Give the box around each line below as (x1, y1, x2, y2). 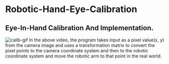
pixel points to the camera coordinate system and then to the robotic (5, 48, 149, 53)
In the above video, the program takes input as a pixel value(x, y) (28, 37, 164, 43)
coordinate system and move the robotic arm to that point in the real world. (5, 53, 162, 59)
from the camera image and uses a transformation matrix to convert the (5, 42, 155, 48)
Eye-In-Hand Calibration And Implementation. (5, 24, 154, 32)
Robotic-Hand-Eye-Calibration (5, 4, 138, 15)
